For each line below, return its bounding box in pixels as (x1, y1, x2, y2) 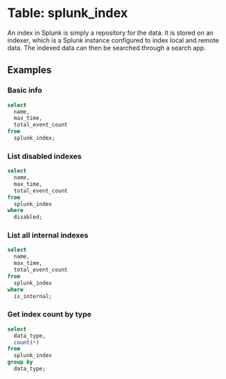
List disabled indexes (7, 151, 82, 161)
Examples (7, 64, 52, 76)
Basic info (7, 85, 43, 95)
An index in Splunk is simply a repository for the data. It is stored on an (7, 28, 214, 37)
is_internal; (13, 292, 52, 300)
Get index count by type (7, 309, 92, 319)
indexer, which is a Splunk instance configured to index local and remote (7, 35, 220, 44)
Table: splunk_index (7, 5, 128, 21)
